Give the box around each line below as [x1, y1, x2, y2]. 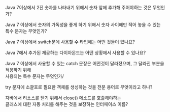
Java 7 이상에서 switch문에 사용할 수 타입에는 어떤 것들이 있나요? [5, 39, 135, 45]
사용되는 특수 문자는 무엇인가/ [5, 73, 64, 79]
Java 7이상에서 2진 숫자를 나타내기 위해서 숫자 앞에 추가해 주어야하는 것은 [5, 5, 152, 10]
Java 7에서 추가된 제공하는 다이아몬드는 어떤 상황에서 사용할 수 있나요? [5, 50, 146, 55]
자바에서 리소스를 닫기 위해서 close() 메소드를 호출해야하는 [5, 95, 122, 101]
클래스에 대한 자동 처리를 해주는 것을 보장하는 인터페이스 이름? [5, 101, 128, 107]
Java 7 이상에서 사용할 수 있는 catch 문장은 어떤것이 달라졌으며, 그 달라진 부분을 [5, 61, 164, 66]
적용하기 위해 [5, 67, 31, 73]
